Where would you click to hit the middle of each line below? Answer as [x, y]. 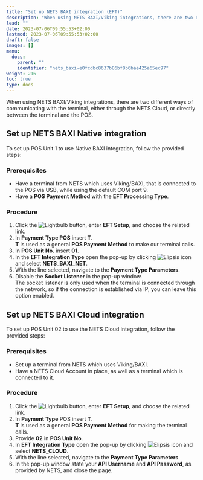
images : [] [20, 46]
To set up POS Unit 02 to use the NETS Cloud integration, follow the [91, 329]
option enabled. [34, 296]
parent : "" [31, 62]
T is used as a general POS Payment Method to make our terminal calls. [105, 245]
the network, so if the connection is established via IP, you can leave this [105, 289]
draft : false [23, 40]
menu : [13, 51]
